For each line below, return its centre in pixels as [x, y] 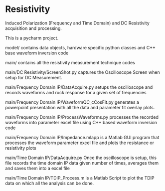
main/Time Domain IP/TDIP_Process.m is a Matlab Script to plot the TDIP [80, 178]
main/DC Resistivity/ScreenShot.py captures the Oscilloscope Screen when [83, 72]
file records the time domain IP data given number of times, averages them [82, 163]
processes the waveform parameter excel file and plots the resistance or [80, 143]
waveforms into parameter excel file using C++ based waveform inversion [81, 122]
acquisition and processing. [34, 28]
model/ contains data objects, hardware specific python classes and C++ [81, 47]
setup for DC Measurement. [34, 77]
